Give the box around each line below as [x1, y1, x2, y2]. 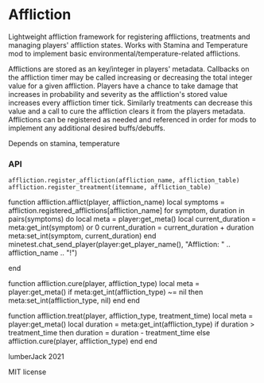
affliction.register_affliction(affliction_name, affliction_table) [8, 176, 240, 184]
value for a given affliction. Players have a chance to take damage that [8, 81, 239, 91]
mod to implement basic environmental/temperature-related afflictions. [8, 48, 241, 58]
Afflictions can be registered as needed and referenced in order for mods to [8, 114, 257, 124]
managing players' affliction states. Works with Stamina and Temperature [8, 40, 248, 49]
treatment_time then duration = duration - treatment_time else [8, 328, 211, 338]
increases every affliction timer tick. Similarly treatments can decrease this [8, 98, 253, 107]
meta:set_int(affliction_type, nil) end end [8, 296, 141, 305]
